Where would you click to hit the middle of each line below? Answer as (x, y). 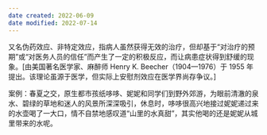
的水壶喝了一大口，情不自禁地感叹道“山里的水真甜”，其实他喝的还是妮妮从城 (133, 113)
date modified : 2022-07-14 (53, 23)
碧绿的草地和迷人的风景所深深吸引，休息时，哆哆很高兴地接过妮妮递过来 (140, 103)
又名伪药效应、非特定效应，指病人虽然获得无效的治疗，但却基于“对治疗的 (128, 46)
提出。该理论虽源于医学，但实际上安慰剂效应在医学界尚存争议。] (112, 76)
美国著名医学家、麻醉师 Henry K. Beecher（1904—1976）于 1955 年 (143, 66)
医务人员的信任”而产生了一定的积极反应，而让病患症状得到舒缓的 (141, 56)
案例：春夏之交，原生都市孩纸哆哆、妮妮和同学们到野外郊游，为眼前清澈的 (130, 93)
